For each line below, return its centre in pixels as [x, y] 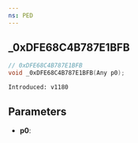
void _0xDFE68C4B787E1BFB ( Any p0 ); [67, 73]
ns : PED [21, 15]
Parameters [37, 111]
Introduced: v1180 [38, 88]
